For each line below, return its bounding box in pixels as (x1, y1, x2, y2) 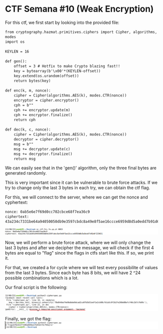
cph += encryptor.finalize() (14, 112, 73, 118)
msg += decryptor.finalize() (14, 151, 73, 157)
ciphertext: (5, 214, 29, 219)
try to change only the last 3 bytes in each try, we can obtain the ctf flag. (5, 184, 150, 191)
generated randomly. (5, 170, 47, 176)
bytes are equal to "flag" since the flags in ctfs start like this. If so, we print (5, 250, 154, 255)
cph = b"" (14, 102, 34, 108)
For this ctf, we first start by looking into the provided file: (5, 20, 120, 25)
